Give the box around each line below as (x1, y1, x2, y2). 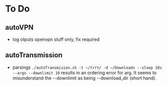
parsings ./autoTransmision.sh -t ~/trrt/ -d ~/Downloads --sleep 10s (12, 64, 162, 70)
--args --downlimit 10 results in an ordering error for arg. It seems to (12, 69, 157, 75)
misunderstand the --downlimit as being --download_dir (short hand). (12, 75, 156, 81)
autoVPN (5, 23, 34, 32)
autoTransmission (5, 51, 63, 59)
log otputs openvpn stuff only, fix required (12, 36, 100, 42)
